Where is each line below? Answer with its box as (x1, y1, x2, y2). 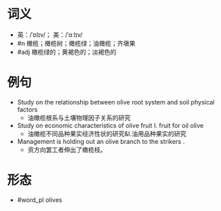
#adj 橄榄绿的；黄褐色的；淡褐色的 (17, 48, 117, 56)
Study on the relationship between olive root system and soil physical (17, 98, 215, 106)
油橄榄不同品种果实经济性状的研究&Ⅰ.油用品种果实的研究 (27, 129, 186, 138)
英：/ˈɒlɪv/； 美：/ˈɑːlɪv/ (17, 30, 83, 39)
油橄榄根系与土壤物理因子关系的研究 (27, 113, 131, 122)
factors (17, 105, 38, 113)
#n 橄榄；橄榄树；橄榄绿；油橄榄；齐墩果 (17, 39, 136, 47)
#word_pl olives (17, 195, 62, 204)
